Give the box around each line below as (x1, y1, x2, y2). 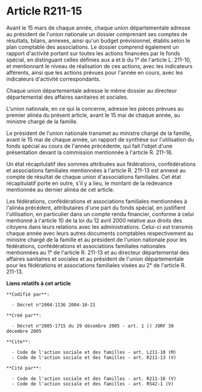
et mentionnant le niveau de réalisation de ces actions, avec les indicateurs (6, 62, 193, 70)
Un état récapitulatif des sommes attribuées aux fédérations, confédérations (6, 160, 196, 167)
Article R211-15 (6, 4, 83, 18)
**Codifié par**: (6, 291, 50, 297)
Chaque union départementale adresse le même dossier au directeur (6, 87, 177, 94)
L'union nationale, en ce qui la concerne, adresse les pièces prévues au (6, 105, 184, 112)
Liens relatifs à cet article (6, 279, 71, 287)
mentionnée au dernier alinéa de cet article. (6, 185, 115, 193)
